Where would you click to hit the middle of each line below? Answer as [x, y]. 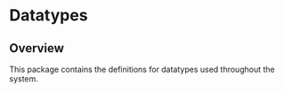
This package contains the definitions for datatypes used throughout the [142, 69]
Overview [37, 48]
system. [24, 79]
